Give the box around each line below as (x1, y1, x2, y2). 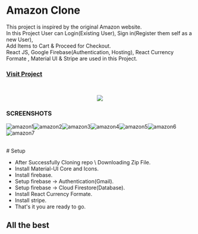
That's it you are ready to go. (14, 203, 86, 210)
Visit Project (6, 70, 43, 78)
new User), (6, 36, 33, 43)
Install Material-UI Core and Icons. (14, 165, 99, 172)
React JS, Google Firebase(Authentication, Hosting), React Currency (6, 48, 174, 55)
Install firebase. (14, 171, 53, 179)
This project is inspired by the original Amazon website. (6, 23, 142, 30)
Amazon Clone (6, 4, 81, 17)
